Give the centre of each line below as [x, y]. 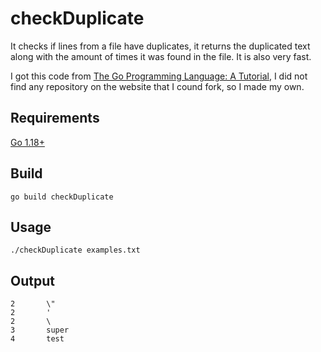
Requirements [55, 118]
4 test [37, 339]
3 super [40, 330]
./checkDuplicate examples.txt [75, 250]
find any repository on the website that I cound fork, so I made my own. [157, 86]
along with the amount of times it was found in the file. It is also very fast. [161, 56]
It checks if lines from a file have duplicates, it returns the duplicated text [160, 46]
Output [32, 280]
